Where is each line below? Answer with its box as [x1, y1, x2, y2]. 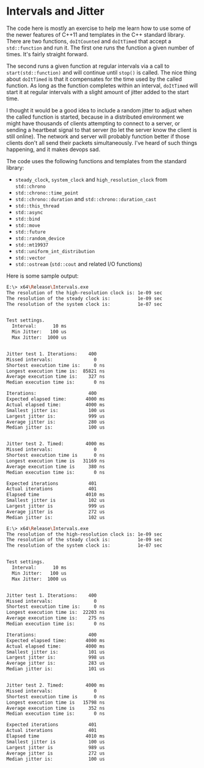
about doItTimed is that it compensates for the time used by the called [6, 75, 182, 83]
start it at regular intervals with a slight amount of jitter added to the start [6, 88, 189, 95]
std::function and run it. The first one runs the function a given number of [6, 44, 194, 51]
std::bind [15, 216, 41, 222]
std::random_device [15, 235, 65, 242]
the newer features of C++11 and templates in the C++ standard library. [6, 31, 185, 38]
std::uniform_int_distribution [15, 248, 95, 254]
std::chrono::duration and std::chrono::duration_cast [15, 195, 157, 202]
